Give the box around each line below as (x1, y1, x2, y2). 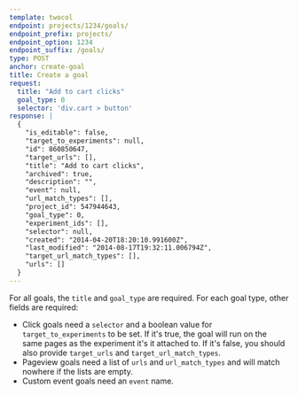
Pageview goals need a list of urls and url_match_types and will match (21, 356, 281, 368)
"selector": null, (25, 227, 93, 236)
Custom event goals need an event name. (21, 376, 175, 386)
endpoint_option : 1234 (9, 37, 93, 47)
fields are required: (9, 302, 79, 313)
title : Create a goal (9, 71, 90, 80)
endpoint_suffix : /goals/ (9, 46, 105, 55)
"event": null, (25, 186, 82, 195)
